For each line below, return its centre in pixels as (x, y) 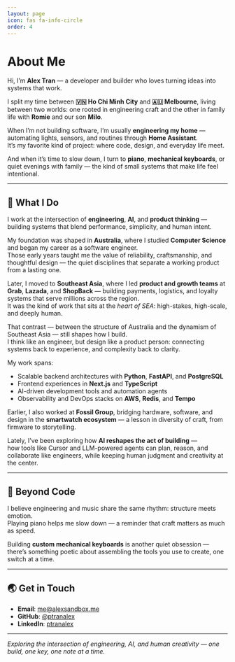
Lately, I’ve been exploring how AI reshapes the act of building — (102, 441)
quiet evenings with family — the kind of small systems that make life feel (113, 167)
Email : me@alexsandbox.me (58, 609)
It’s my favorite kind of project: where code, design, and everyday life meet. (116, 146)
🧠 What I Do (33, 203)
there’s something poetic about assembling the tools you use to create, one (116, 551)
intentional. (23, 174)
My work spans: (30, 363)
